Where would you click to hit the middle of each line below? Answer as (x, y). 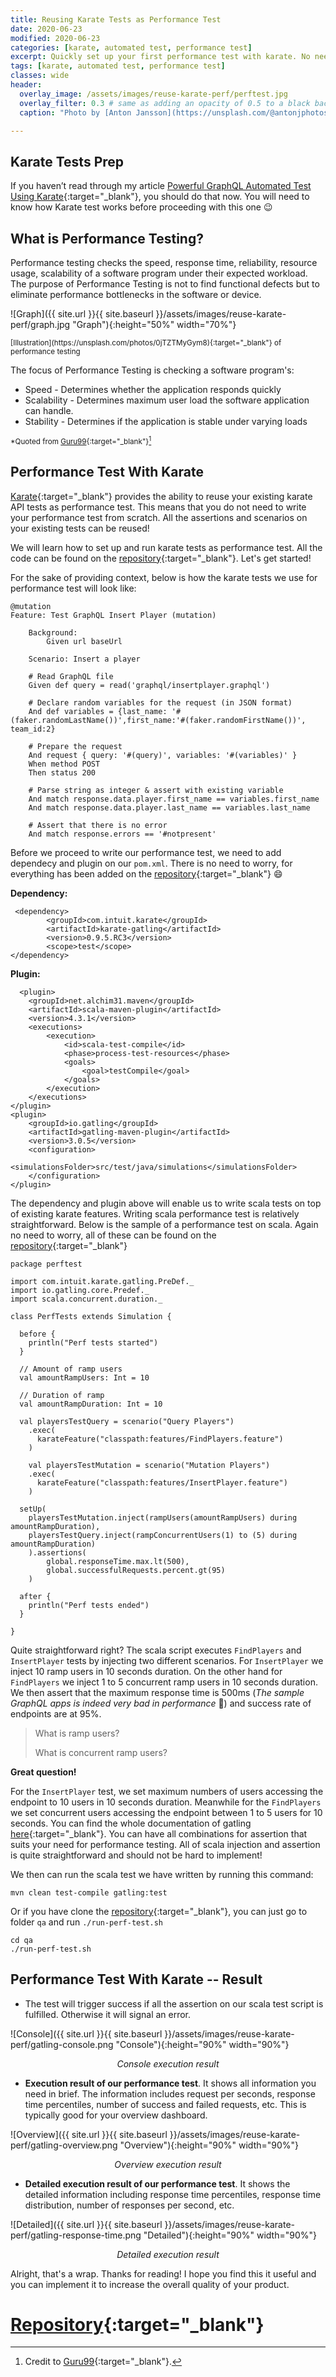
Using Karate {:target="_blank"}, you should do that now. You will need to (160, 197)
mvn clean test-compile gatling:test (89, 1892)
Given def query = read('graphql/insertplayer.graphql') (149, 685)
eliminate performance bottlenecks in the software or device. (136, 294)
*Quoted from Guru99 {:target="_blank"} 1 (81, 440)
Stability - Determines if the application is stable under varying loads (166, 421)
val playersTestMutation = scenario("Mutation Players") (149, 1465)
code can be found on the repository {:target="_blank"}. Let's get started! (161, 558)
